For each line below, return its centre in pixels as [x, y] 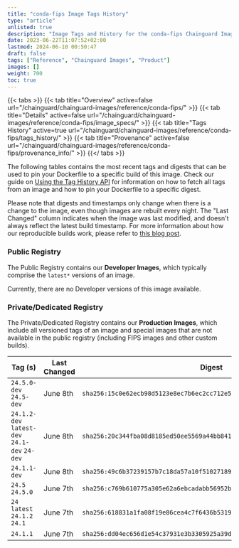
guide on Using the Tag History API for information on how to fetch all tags [116, 182]
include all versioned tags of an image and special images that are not [110, 330]
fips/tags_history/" [34, 138]
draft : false [27, 54]
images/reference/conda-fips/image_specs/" [74, 123]
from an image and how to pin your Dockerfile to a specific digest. [104, 190]
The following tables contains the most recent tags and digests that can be [117, 167]
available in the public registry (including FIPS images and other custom [112, 338]
